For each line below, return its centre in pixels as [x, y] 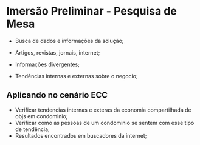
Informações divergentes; [47, 64]
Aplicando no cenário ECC [57, 95]
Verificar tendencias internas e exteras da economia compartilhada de [103, 110]
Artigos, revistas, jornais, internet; [57, 52]
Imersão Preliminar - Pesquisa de [92, 11]
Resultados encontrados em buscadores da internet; [81, 135]
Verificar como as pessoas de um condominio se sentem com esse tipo [105, 123]
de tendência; [32, 129]
